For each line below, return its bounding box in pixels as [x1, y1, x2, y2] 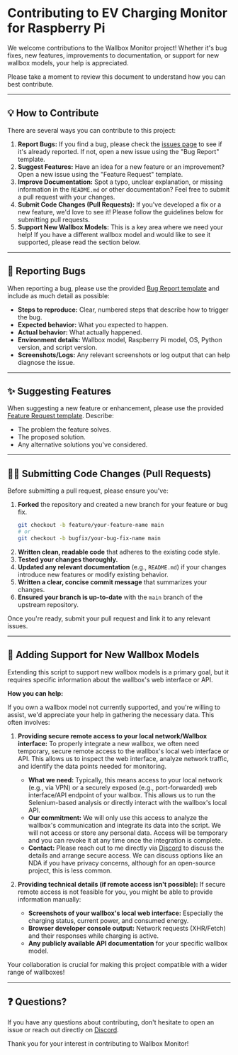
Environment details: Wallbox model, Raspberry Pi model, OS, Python [17, 335, 222, 344]
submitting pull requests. [17, 215, 91, 224]
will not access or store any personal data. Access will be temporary [28, 829, 228, 837]
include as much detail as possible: [7, 291, 110, 300]
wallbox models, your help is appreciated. [7, 58, 129, 67]
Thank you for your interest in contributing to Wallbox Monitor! [7, 1039, 189, 1048]
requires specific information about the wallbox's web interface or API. [7, 675, 214, 684]
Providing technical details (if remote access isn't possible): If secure [17, 880, 226, 888]
